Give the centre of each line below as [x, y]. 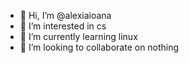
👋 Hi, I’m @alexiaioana [65, 15]
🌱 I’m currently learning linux [78, 36]
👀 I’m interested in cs [63, 26]
